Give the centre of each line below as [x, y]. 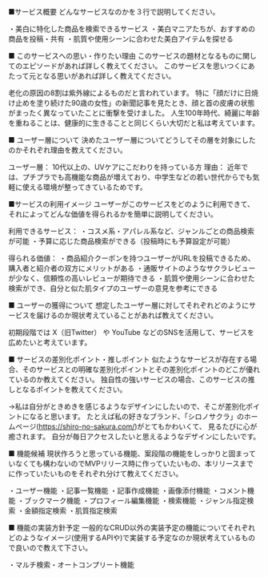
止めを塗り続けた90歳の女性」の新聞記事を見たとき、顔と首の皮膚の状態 [135, 103]
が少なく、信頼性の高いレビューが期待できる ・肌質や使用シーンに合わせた [132, 278]
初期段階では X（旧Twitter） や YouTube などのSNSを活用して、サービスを [131, 332]
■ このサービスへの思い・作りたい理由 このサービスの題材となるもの [122, 56]
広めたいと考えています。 [50, 342]
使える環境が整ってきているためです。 [85, 187]
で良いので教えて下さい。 [50, 548]
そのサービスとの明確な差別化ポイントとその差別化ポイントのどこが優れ [141, 369]
